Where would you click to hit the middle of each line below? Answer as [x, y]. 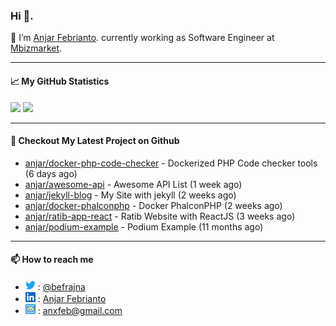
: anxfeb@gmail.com [80, 310]
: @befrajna [61, 286]
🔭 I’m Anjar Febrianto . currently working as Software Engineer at [142, 38]
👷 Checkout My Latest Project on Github [95, 141]
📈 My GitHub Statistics [60, 81]
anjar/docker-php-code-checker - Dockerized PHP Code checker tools [171, 163]
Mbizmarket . [36, 48]
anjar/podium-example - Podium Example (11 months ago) [144, 226]
